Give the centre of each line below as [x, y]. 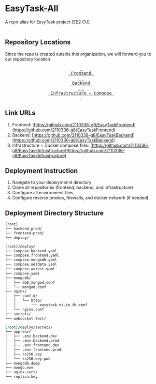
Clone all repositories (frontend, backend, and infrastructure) [73, 187]
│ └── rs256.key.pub [28, 359]
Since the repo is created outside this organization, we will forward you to [78, 54]
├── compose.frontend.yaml [32, 255]
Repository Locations [38, 42]
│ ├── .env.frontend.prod [33, 350]
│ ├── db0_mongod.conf [30, 282]
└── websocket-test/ [26, 318]
